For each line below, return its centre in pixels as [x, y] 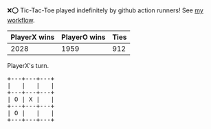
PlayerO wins [84, 37]
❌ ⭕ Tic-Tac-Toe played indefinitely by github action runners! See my [105, 10]
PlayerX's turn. [28, 66]
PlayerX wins [33, 37]
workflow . [21, 20]
